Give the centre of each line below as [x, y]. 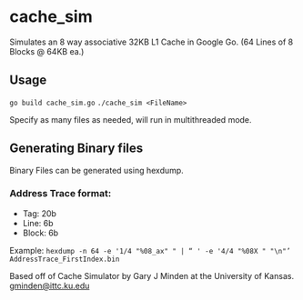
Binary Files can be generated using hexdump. [96, 170]
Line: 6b [38, 223]
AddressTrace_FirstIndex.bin [65, 259]
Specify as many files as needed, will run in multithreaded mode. [131, 119]
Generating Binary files [76, 149]
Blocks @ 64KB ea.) [47, 51]
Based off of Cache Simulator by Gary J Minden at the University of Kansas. [151, 275]
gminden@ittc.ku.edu [50, 285]
